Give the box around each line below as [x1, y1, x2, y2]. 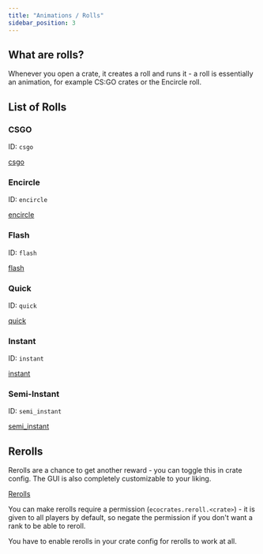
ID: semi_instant [8, 406, 62, 416]
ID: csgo [8, 142, 34, 151]
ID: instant [8, 354, 44, 363]
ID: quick [8, 301, 37, 310]
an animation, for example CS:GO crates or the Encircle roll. [8, 77, 202, 87]
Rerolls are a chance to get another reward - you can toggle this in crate [8, 466, 242, 475]
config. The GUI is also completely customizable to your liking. [8, 474, 212, 484]
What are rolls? [8, 48, 85, 62]
